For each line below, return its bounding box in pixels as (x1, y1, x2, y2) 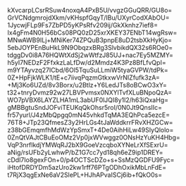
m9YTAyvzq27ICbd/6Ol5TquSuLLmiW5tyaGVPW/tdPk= (7, 66, 168, 74)
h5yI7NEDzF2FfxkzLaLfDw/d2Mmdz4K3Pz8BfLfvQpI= (7, 58, 167, 66)
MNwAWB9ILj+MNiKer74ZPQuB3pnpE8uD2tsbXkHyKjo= (7, 36, 173, 44)
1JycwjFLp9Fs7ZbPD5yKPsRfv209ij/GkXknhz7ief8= (7, 21, 159, 29)
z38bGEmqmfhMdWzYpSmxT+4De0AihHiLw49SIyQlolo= (7, 126, 174, 134)
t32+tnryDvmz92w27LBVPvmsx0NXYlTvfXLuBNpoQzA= (7, 88, 173, 97)
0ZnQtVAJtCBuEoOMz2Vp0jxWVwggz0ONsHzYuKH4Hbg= (7, 133, 181, 142)
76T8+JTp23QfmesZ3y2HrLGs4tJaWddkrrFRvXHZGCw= (7, 118, 173, 126)
